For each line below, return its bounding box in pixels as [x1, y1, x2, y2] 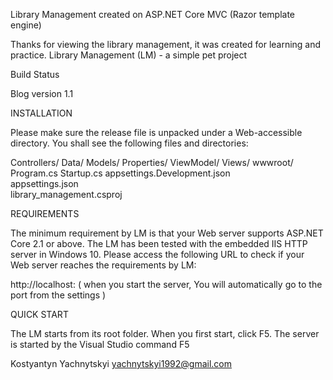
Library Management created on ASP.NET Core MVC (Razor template [10, 9, 295, 20]
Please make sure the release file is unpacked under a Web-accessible [10, 127, 303, 138]
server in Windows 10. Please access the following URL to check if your [10, 249, 305, 260]
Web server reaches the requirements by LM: [10, 259, 197, 271]
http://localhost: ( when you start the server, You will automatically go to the [10, 279, 323, 290]
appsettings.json [10, 178, 79, 189]
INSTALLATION [10, 107, 73, 119]
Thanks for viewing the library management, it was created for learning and [10, 39, 322, 50]
